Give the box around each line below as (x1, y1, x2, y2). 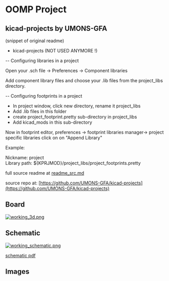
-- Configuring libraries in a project (5, 58, 79, 64)
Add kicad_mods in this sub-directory (12, 119, 92, 125)
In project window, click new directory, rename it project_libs (12, 103, 141, 109)
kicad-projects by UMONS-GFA (5, 24, 108, 33)
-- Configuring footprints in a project (5, 93, 82, 99)
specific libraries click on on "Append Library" (5, 135, 102, 141)
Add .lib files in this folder (12, 108, 67, 114)
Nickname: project (5, 155, 45, 160)
